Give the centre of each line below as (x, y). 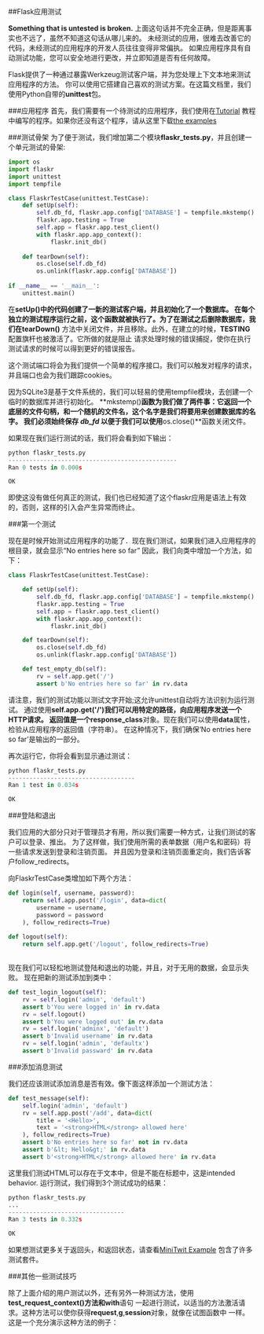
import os (24, 162)
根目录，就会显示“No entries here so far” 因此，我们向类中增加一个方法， (127, 551)
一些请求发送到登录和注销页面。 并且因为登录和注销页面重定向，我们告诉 (126, 852)
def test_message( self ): (49, 1098)
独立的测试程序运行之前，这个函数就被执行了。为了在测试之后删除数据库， (128, 319)
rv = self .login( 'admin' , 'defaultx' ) (86, 1044)
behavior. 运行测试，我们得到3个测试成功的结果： (88, 1182)
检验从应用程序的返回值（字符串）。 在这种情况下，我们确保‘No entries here (130, 729)
